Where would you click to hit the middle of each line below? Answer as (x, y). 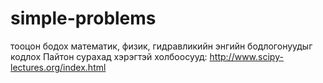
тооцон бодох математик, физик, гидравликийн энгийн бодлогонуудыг (161, 46)
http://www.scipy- (246, 56)
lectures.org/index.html (58, 67)
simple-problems (83, 18)
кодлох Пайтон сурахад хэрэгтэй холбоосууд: (109, 56)
